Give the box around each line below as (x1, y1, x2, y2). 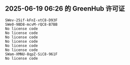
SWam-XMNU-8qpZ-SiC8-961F (5, 51, 57, 57)
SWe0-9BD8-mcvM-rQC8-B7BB (5, 22, 57, 27)
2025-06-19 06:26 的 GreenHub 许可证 (5, 4, 125, 13)
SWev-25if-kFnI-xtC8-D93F (5, 17, 57, 23)
